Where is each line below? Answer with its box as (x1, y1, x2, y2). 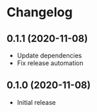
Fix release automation (16, 59, 84, 67)
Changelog (6, 4, 73, 21)
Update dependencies (16, 51, 82, 60)
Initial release (16, 98, 56, 106)
